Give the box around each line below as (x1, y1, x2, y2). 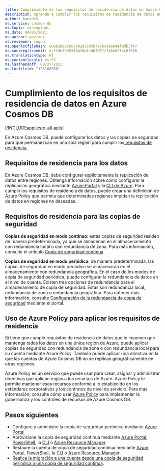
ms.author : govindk (5, 35, 45, 40)
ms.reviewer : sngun (5, 39, 45, 44)
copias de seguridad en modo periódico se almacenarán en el (5, 263, 130, 269)
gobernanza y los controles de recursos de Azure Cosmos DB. (5, 396, 132, 403)
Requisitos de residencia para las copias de (5, 212, 140, 221)
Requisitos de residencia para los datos (5, 159, 128, 167)
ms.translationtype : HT (5, 53, 54, 58)
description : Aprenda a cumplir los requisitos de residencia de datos (5, 12, 155, 17)
